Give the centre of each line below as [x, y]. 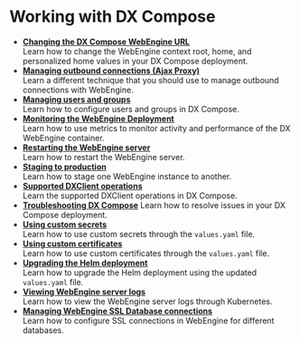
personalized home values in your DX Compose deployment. [135, 61]
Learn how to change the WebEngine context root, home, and [137, 51]
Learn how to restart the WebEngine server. [103, 157]
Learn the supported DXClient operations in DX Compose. [130, 195]
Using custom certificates [72, 243]
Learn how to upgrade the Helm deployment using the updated [140, 272]
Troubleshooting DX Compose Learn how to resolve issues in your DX [154, 205]
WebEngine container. [64, 138]
